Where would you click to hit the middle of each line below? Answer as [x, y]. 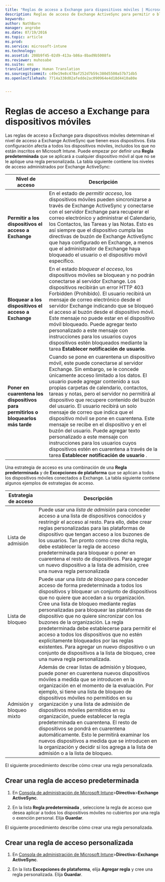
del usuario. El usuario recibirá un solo [93, 406]
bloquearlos [22, 418]
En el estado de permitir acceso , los [90, 193]
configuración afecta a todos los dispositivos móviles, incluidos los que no [80, 146]
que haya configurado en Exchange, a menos [101, 243]
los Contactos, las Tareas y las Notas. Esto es [101, 224]
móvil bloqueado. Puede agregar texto [93, 324]
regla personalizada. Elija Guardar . [47, 875]
